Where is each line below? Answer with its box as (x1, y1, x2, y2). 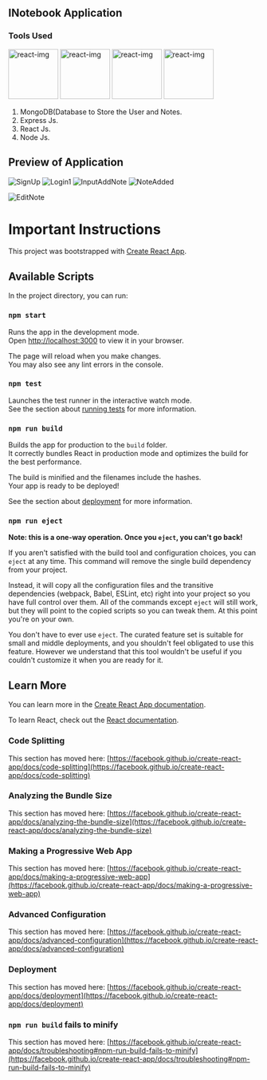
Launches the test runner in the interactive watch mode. (8, 395, 193, 405)
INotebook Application (8, 6, 123, 20)
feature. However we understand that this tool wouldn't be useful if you (8, 647, 242, 657)
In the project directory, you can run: (8, 291, 128, 300)
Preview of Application (8, 156, 124, 169)
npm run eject (8, 517, 63, 526)
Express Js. (19, 115, 58, 125)
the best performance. (8, 457, 82, 467)
